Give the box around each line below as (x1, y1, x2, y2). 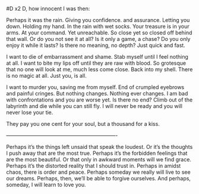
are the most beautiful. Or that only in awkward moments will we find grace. (6, 156, 192, 163)
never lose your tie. (6, 109, 53, 116)
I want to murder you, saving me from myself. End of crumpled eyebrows (6, 84, 185, 91)
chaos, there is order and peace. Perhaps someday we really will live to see (6, 168, 191, 176)
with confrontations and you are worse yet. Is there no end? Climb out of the (6, 96, 193, 103)
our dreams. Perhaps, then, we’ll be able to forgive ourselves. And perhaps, (6, 175, 191, 182)
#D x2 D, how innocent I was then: (6, 5, 90, 12)
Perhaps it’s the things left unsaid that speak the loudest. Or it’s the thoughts (6, 144, 193, 150)
